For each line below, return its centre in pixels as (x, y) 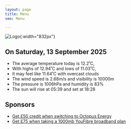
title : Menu (17, 14)
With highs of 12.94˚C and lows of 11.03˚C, (54, 69)
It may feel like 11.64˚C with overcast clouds (55, 74)
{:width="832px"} (38, 36)
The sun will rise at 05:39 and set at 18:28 (54, 89)
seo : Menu (15, 18)
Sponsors (20, 105)
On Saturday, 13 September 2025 (56, 52)
